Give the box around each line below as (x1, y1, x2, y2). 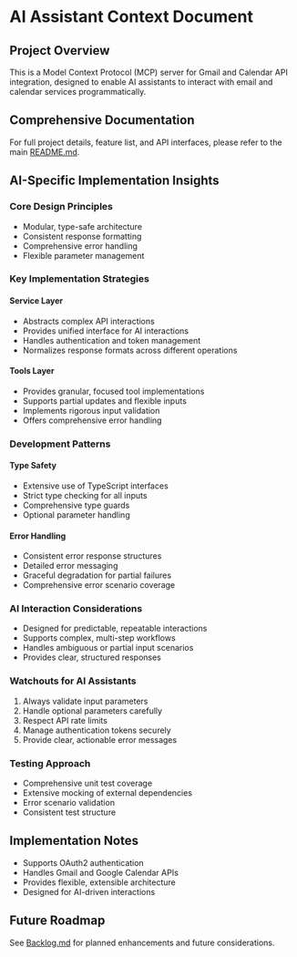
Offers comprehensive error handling (22, 415, 162, 426)
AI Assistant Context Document (9, 6, 253, 27)
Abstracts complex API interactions (22, 315, 155, 326)
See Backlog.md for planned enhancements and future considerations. (9, 937, 275, 948)
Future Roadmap (9, 913, 106, 929)
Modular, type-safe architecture (22, 221, 143, 232)
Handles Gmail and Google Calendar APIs (22, 867, 179, 878)
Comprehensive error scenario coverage (22, 580, 176, 591)
